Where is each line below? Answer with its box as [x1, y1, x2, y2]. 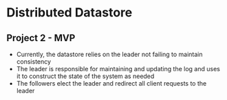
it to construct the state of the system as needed [16, 72, 155, 80]
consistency [16, 58, 52, 66]
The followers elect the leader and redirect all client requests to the [16, 79, 207, 87]
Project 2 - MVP [6, 32, 76, 44]
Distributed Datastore [6, 5, 133, 21]
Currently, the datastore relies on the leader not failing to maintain [16, 50, 204, 58]
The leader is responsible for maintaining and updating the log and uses [16, 65, 221, 73]
